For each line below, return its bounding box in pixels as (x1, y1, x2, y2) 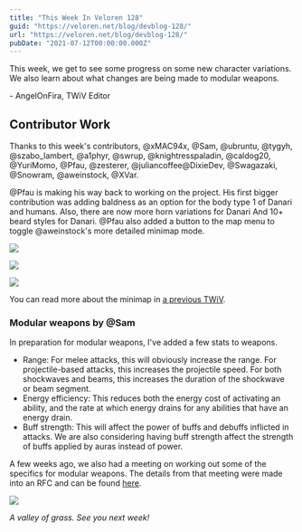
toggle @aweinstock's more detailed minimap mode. (9, 225, 205, 236)
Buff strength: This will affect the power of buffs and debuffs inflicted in (22, 422, 289, 432)
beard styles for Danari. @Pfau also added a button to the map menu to (9, 216, 276, 227)
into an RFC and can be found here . (9, 478, 142, 489)
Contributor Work (9, 117, 111, 132)
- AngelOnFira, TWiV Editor (9, 90, 111, 101)
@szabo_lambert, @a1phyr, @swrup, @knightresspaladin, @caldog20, (9, 150, 271, 161)
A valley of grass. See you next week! (9, 512, 150, 523)
